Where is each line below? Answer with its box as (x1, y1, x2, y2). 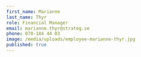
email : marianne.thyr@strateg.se (6, 25, 90, 31)
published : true (6, 42, 47, 48)
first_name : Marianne (6, 8, 61, 15)
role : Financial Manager (6, 20, 68, 26)
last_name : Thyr (6, 14, 47, 20)
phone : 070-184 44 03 (6, 31, 61, 37)
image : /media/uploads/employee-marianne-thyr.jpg (6, 36, 136, 42)
